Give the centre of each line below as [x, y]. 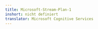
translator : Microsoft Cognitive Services [49, 19]
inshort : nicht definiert [32, 14]
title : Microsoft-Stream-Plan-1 [38, 10]
